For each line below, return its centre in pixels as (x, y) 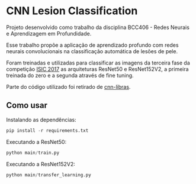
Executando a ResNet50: (36, 142)
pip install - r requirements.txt (47, 130)
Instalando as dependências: (41, 120)
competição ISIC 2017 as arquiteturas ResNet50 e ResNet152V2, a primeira (97, 69)
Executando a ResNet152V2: (41, 164)
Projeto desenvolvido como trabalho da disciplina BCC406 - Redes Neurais (98, 27)
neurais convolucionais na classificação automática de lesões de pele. (92, 51)
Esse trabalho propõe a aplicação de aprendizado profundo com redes (92, 45)
